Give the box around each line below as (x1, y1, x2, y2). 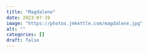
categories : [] (6, 32, 45, 38)
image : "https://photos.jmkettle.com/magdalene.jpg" (6, 20, 143, 26)
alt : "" (6, 26, 26, 32)
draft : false (6, 37, 40, 43)
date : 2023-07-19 (6, 15, 51, 21)
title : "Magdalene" (6, 9, 56, 15)
